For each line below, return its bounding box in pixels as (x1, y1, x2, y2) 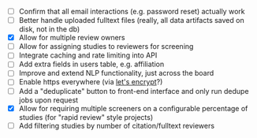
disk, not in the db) (18, 24, 80, 34)
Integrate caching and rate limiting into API (18, 50, 158, 60)
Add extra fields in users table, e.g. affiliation (18, 59, 165, 69)
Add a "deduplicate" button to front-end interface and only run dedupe (18, 86, 249, 95)
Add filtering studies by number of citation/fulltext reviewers (18, 121, 214, 130)
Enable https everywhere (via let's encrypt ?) (18, 77, 163, 87)
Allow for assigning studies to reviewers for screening (18, 42, 194, 51)
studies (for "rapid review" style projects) (18, 112, 154, 121)
